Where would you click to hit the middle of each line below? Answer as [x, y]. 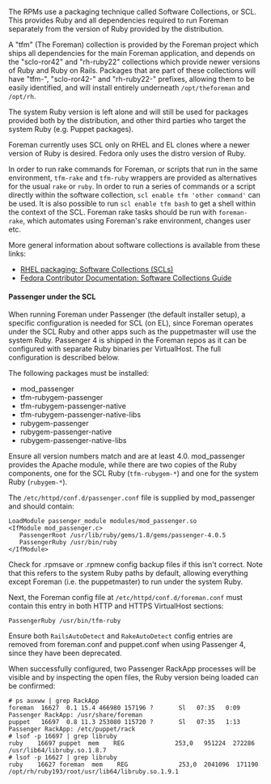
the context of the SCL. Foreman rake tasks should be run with [112, 212]
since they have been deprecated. [66, 653]
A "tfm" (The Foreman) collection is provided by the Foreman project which [133, 45]
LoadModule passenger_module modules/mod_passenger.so [103, 522]
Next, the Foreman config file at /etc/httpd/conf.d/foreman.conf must [125, 598]
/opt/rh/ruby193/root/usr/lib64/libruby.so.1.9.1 [94, 772]
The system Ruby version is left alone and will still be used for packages [129, 112]
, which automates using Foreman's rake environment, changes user [137, 221]
